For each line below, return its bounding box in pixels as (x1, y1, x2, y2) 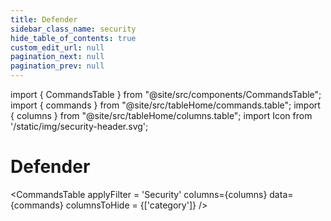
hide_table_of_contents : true (10, 33, 137, 43)
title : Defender (10, 14, 78, 25)
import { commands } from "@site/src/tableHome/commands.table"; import (10, 99, 321, 111)
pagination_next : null (10, 52, 105, 62)
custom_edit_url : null (10, 42, 105, 53)
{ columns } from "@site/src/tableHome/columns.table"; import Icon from (10, 110, 313, 121)
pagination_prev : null (10, 61, 105, 71)
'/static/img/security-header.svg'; (10, 121, 149, 132)
